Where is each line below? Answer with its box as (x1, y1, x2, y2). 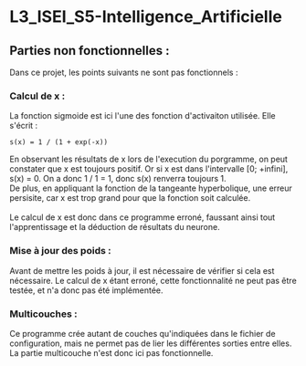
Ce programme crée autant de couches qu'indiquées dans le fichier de (9, 328, 276, 339)
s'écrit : (9, 120, 38, 131)
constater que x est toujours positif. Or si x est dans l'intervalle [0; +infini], (9, 163, 289, 174)
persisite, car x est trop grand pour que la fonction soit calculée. (9, 193, 251, 204)
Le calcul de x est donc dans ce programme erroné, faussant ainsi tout (9, 212, 276, 223)
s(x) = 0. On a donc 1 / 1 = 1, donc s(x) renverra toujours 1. (9, 173, 227, 184)
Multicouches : (9, 308, 78, 320)
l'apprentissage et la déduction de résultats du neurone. (9, 222, 221, 233)
